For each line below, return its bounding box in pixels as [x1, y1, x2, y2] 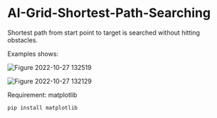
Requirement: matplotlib [7, 90, 78, 99]
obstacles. [7, 35, 38, 44]
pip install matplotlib [7, 104, 78, 111]
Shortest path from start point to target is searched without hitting [7, 28, 201, 37]
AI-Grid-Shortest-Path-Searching [7, 5, 211, 21]
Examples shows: [7, 49, 59, 58]
